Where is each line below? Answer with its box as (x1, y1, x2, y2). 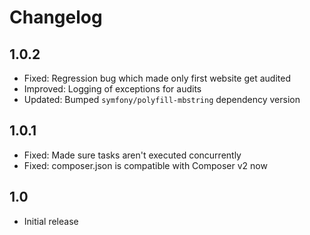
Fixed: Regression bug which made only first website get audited (23, 72, 292, 84)
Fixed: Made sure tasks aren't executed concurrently (23, 149, 242, 161)
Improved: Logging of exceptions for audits (23, 83, 202, 95)
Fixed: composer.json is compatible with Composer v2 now (23, 159, 268, 171)
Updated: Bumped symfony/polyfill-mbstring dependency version (23, 94, 301, 105)
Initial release (23, 215, 79, 227)
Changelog (9, 6, 103, 29)
